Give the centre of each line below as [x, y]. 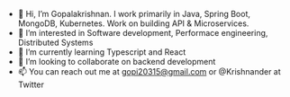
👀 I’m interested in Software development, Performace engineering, [143, 33]
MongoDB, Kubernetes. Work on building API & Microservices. [133, 23]
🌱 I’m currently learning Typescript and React [102, 52]
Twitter [31, 84]
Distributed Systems [55, 42]
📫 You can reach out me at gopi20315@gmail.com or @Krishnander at [149, 71]
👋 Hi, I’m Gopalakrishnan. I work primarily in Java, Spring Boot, [134, 14]
